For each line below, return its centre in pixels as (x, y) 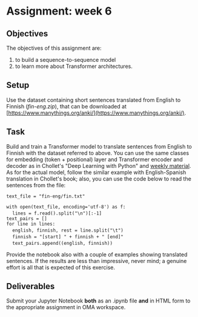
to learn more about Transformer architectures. (74, 66)
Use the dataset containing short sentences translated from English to (94, 100)
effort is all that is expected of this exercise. (61, 267)
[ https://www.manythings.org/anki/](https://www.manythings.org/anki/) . (96, 113)
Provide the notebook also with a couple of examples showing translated (97, 254)
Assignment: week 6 (59, 11)
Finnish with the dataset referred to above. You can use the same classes (98, 153)
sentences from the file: (36, 185)
